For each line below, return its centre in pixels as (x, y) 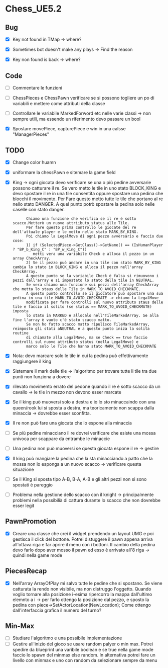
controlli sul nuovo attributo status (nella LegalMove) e (75, 342)
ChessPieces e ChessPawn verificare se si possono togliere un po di (83, 98)
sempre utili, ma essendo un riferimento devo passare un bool (76, 119)
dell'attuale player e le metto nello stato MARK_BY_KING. (75, 232)
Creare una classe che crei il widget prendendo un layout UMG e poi (83, 533)
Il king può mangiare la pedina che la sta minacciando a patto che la (82, 458)
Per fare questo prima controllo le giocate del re (81, 228)
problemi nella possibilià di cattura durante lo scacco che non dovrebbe (87, 500)
